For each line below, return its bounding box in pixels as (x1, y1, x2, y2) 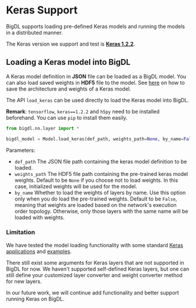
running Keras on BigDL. (6, 295, 65, 302)
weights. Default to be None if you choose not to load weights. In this (14, 177, 178, 184)
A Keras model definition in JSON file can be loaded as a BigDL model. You (6, 72, 187, 79)
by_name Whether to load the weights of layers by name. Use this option (14, 189, 186, 196)
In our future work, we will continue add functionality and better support (6, 289, 179, 296)
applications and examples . (6, 248, 72, 255)
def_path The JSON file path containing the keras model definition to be (14, 158, 187, 165)
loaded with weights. (14, 214, 65, 221)
